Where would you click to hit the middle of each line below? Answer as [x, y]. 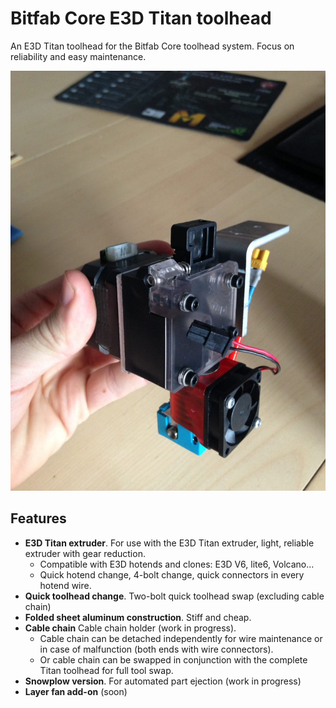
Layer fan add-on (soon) [76, 691]
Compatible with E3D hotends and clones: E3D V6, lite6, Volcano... [177, 564]
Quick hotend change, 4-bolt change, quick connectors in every [172, 574]
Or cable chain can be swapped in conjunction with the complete [173, 659]
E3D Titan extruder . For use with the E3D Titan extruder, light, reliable [169, 543]
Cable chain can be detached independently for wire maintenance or [181, 638]
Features [38, 518]
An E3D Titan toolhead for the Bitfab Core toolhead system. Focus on [152, 46]
